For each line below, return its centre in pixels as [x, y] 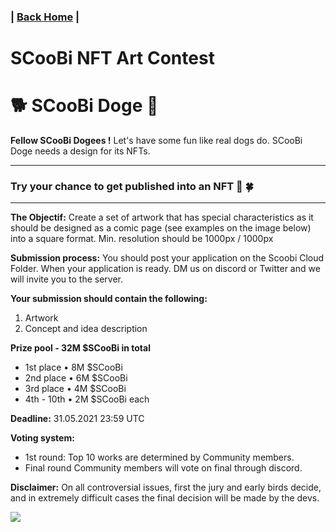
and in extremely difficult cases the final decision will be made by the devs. [165, 498]
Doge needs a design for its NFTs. [80, 151]
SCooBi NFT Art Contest [112, 58]
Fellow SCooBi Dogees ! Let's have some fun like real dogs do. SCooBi [156, 141]
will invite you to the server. [66, 279]
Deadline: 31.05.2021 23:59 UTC [77, 419]
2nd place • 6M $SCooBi [76, 378]
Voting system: [42, 438]
